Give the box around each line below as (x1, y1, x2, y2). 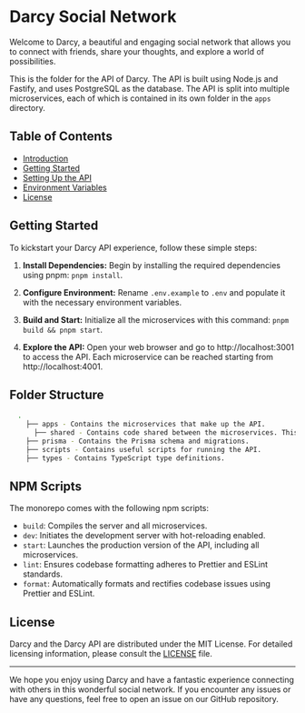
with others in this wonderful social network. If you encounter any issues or (9, 684, 291, 695)
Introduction (22, 153, 69, 164)
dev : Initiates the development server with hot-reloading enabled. (22, 530, 266, 541)
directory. (9, 102, 45, 113)
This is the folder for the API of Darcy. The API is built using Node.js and (9, 73, 279, 84)
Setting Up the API (22, 172, 93, 183)
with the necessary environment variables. (22, 296, 182, 307)
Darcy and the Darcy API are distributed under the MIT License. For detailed (9, 638, 293, 649)
